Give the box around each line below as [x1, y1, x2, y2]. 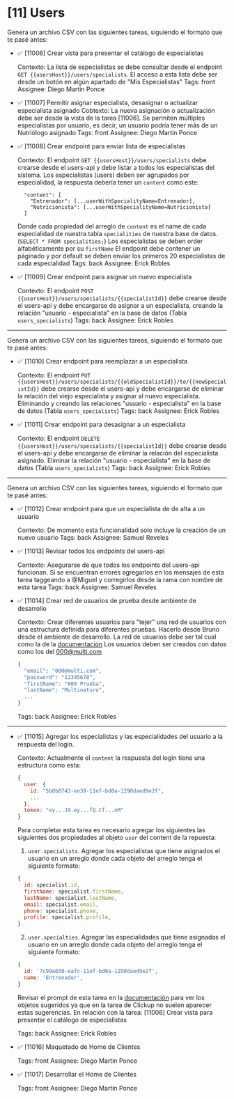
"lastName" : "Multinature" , [24, 687, 106, 694]
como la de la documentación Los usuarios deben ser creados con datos [17, 639, 227, 648]
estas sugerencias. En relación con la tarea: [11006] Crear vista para [17, 1008, 213, 1016]
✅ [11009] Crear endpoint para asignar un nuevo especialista [17, 272, 192, 281]
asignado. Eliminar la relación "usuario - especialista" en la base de [17, 456, 211, 465]
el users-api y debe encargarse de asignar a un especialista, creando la [17, 301, 224, 309]
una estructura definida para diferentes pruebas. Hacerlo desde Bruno [17, 625, 220, 633]
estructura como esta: [17, 761, 81, 770]
